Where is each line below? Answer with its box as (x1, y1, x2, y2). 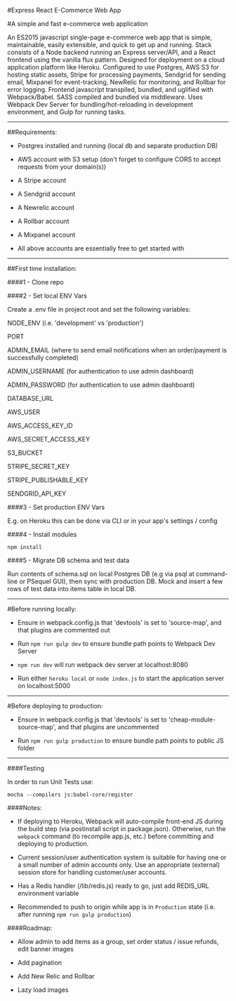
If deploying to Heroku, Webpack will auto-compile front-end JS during (17, 817, 223, 826)
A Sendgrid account (17, 190, 76, 198)
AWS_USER (7, 408, 41, 416)
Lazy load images (17, 986, 69, 994)
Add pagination (17, 958, 62, 967)
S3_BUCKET (7, 449, 44, 457)
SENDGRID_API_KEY (7, 489, 67, 498)
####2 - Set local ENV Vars (7, 291, 88, 300)
